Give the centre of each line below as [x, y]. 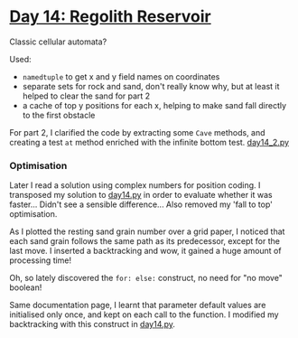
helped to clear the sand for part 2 [86, 96]
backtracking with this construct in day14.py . [93, 324]
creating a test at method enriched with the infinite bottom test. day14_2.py [149, 142]
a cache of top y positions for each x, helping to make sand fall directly [154, 105]
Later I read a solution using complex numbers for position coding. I [135, 185]
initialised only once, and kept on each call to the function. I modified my [144, 315]
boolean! [26, 287]
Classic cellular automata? [58, 42]
